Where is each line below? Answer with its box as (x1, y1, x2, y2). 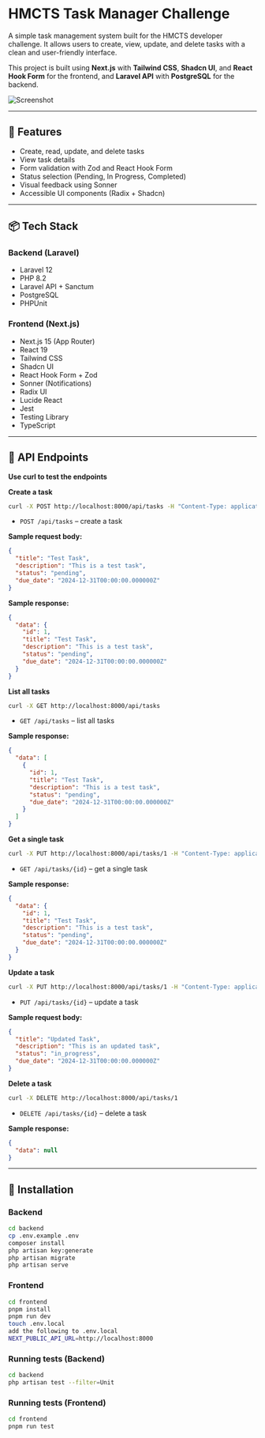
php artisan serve (8, 1261, 69, 1269)
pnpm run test (8, 1423, 55, 1431)
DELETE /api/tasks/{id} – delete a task (19, 1108, 147, 1118)
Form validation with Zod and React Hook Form (19, 163, 174, 172)
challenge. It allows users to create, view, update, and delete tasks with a (8, 39, 246, 48)
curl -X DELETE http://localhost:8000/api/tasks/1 (8, 1094, 178, 1102)
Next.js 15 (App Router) (19, 337, 95, 346)
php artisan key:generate (8, 1246, 93, 1255)
